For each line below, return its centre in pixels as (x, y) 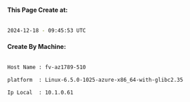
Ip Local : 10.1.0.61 (40, 93)
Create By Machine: (37, 46)
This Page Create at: (38, 10)
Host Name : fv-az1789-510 (47, 67)
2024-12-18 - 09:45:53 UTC (47, 31)
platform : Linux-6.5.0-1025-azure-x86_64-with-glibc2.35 (95, 80)
